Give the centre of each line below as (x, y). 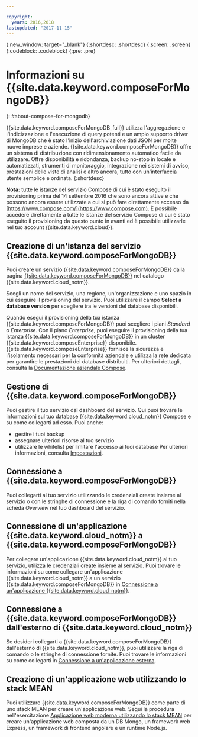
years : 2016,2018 (33, 22)
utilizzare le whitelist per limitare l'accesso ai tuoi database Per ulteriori (101, 446)
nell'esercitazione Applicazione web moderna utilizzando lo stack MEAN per (99, 715)
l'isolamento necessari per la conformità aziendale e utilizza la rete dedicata (98, 355)
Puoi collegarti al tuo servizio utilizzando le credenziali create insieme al (94, 495)
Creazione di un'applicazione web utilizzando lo (96, 679)
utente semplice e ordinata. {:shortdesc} (55, 178)
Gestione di (27, 386)
